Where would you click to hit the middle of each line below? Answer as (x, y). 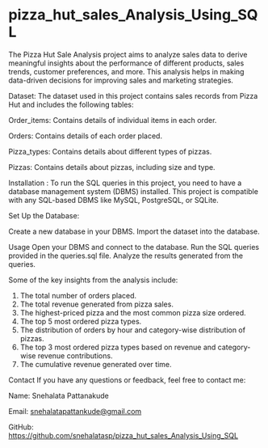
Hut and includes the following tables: (71, 104)
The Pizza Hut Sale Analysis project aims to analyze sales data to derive (128, 54)
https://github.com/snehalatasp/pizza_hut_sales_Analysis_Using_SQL (124, 435)
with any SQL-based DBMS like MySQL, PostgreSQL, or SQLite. (114, 200)
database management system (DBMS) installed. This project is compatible (133, 191)
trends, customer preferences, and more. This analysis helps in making (126, 71)
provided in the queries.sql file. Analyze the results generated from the (126, 256)
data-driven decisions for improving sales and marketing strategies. (121, 80)
